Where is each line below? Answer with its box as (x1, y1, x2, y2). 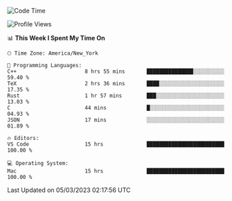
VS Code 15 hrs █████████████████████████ (7, 141, 225, 148)
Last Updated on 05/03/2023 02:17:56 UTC (7, 186, 131, 194)
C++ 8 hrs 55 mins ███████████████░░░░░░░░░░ (7, 68, 225, 75)
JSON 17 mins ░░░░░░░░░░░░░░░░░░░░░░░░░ (7, 116, 225, 123)
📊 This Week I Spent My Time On (7, 34, 105, 42)
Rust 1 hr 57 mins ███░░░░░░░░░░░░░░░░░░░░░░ (7, 92, 225, 99)
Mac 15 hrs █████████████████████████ (7, 168, 225, 175)
